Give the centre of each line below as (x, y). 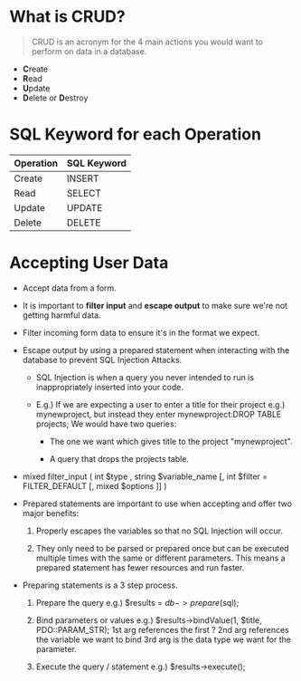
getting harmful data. (61, 315)
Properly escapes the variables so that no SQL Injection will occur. (159, 531)
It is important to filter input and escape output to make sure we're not (155, 305)
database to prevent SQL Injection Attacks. (102, 360)
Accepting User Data (89, 263)
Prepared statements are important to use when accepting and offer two (157, 504)
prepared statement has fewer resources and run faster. (140, 567)
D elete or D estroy (55, 98)
